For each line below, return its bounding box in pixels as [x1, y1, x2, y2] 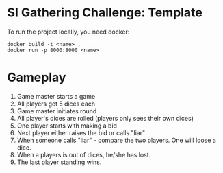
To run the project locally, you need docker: [7, 27, 130, 36]
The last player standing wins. [16, 158, 102, 166]
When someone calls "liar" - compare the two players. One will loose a [16, 136, 217, 144]
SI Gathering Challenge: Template [7, 5, 203, 21]
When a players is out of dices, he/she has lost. [16, 150, 151, 159]
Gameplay [7, 70, 66, 85]
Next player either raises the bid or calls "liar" [16, 128, 146, 137]
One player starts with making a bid [16, 122, 118, 130]
